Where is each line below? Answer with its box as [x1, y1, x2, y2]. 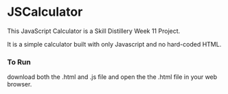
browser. [7, 80, 32, 89]
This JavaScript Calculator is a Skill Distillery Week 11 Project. [7, 27, 181, 35]
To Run [7, 57, 31, 67]
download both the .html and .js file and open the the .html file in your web [7, 73, 218, 81]
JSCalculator [7, 4, 83, 20]
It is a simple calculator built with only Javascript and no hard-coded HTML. [7, 40, 222, 48]
